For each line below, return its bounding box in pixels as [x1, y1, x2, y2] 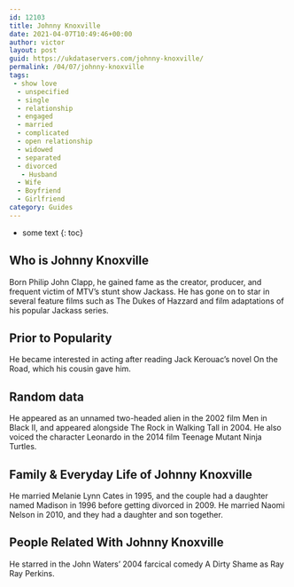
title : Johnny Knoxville [9, 21, 101, 30]
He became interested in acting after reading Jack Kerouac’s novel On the [9, 354, 279, 365]
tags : [9, 71, 29, 80]
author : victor [9, 37, 66, 47]
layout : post [9, 46, 58, 55]
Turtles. [9, 441, 37, 452]
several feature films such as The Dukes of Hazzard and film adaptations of [9, 295, 285, 306]
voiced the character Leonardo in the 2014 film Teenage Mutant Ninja [9, 432, 263, 442]
